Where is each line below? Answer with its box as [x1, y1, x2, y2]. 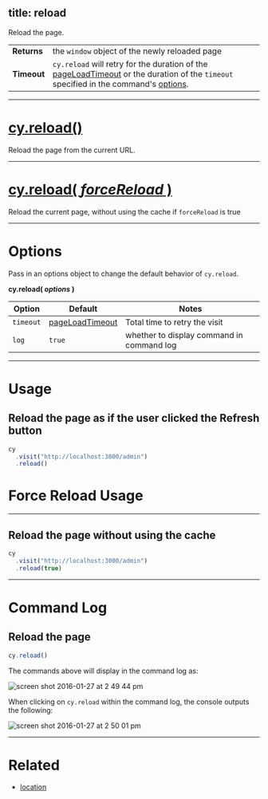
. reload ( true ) [15, 564, 62, 573]
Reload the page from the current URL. [8, 145, 136, 155]
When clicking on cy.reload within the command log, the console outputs [8, 697, 250, 707]
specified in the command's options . [52, 78, 189, 89]
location [19, 782, 47, 792]
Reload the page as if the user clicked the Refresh [8, 411, 260, 425]
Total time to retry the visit [124, 317, 223, 328]
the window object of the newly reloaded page [52, 45, 222, 57]
